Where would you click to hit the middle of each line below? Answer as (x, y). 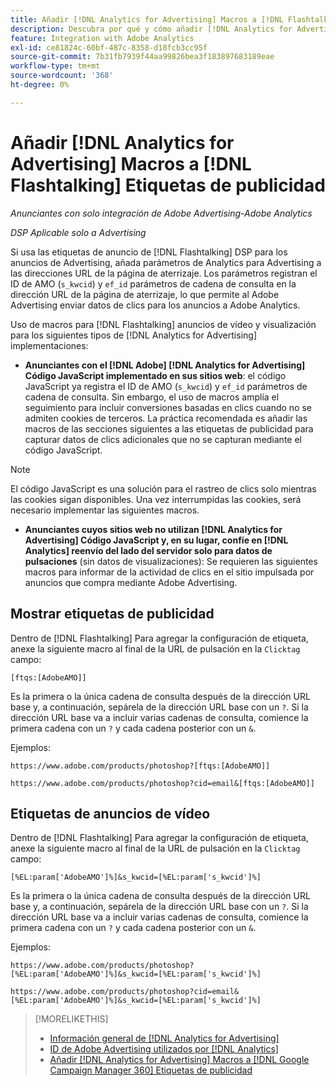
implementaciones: (49, 345)
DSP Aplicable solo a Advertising (78, 232)
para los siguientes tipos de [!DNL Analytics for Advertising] (133, 335)
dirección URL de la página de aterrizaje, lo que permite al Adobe (145, 294)
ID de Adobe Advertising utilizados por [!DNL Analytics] (164, 1049)
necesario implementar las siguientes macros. (105, 510)
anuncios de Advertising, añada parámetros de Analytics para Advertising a (166, 262)
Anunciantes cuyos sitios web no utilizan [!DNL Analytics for (153, 529)
